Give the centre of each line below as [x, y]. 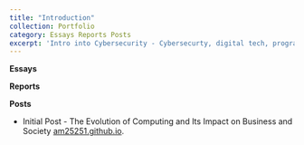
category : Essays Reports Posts [70, 34]
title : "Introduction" [52, 18]
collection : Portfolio [52, 26]
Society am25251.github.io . [73, 131]
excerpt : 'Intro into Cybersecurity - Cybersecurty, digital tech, [139, 43]
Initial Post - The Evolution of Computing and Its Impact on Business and [157, 121]
